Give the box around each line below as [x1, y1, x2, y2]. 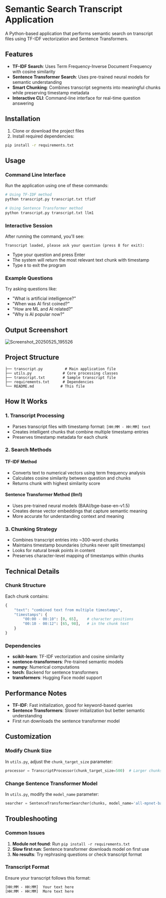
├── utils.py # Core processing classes [5, 371, 119, 376]
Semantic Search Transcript [5, 3, 123, 15]
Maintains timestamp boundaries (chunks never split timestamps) [12, 542, 146, 548]
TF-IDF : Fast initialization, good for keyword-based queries [12, 702, 133, 708]
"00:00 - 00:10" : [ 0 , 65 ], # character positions [23, 617, 134, 622]
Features [5, 50, 33, 59]
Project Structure [5, 353, 59, 362]
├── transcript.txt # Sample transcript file [5, 375, 116, 380]
